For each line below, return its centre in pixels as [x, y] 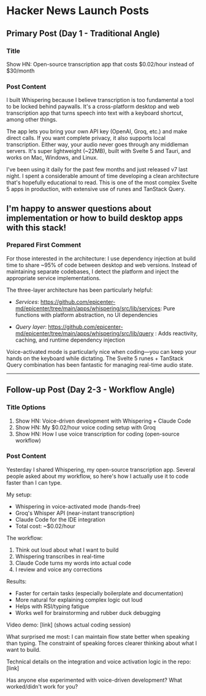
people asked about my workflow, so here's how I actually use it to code [97, 476]
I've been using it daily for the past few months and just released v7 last [97, 170]
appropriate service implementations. [54, 278]
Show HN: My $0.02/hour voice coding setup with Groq [86, 427]
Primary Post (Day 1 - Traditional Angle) [83, 33]
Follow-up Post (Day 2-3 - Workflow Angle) [91, 390]
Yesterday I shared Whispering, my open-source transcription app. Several [101, 469]
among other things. [32, 120]
